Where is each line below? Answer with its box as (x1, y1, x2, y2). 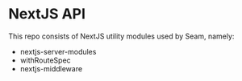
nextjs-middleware (19, 63, 83, 73)
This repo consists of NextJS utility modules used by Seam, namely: (8, 31, 235, 41)
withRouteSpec (19, 55, 71, 65)
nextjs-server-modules (19, 47, 97, 56)
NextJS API (8, 5, 86, 23)
